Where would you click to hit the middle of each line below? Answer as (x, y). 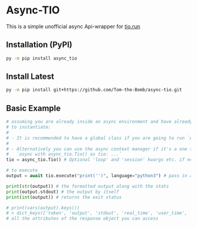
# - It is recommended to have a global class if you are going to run (95, 138)
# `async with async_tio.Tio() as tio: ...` (64, 154)
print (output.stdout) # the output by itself (62, 192)
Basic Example (33, 108)
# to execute (22, 170)
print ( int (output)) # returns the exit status (64, 197)
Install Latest (30, 77)
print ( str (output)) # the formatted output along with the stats (87, 186)
